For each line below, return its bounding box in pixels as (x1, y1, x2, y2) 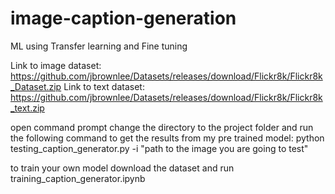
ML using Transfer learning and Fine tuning (10, 40, 188, 52)
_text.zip (10, 102, 45, 114)
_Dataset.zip (10, 80, 62, 92)
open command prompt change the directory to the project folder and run (10, 121, 314, 133)
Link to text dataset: (63, 80, 145, 92)
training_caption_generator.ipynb (10, 172, 146, 184)
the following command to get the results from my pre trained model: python (10, 132, 325, 144)
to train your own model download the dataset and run (10, 162, 235, 174)
